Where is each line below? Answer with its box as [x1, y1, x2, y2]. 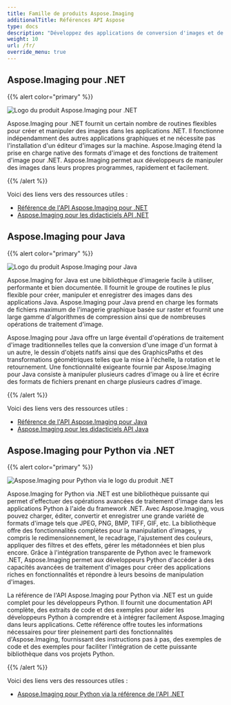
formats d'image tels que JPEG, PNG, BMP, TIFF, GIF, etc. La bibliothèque [7, 519, 217, 528]
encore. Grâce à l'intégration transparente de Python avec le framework [7, 548, 212, 557]
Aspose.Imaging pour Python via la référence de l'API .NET [17, 690, 185, 698]
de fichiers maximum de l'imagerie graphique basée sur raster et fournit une [7, 305, 224, 313]
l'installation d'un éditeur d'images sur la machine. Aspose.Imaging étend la [7, 141, 222, 149]
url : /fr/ [7, 42, 36, 49]
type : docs [7, 23, 39, 30]
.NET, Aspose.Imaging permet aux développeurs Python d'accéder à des [7, 556, 214, 564]
